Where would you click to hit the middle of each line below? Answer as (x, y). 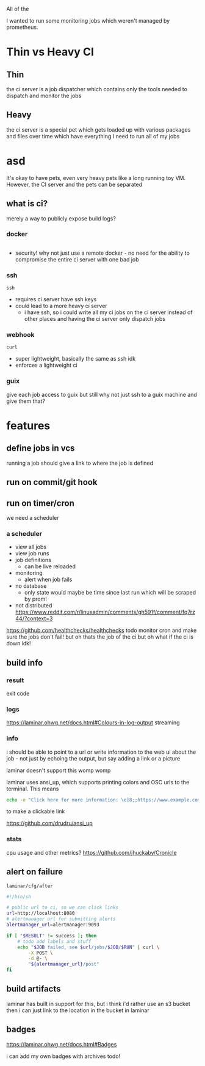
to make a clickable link (36, 811)
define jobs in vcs (41, 449)
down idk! (19, 644)
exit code (18, 693)
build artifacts (34, 989)
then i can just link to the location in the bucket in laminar (78, 1010)
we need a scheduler (33, 517)
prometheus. (22, 27)
